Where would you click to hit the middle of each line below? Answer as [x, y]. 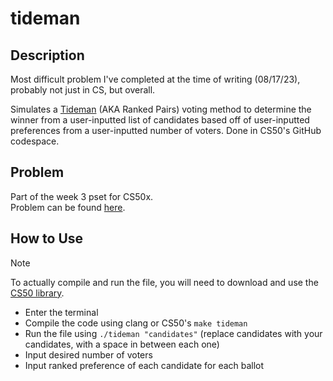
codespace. [35, 141]
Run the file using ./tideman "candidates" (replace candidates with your [173, 333]
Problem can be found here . [68, 207]
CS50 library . [37, 293]
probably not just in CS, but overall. [83, 90]
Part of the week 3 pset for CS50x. [82, 196]
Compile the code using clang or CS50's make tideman [136, 323]
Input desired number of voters [88, 354]
